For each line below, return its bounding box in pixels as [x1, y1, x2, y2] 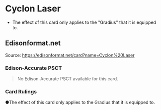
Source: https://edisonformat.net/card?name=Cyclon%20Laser [5, 52, 135, 58]
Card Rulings [5, 88, 37, 95]
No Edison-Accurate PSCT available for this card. [17, 76, 118, 82]
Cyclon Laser [5, 3, 61, 14]
